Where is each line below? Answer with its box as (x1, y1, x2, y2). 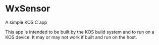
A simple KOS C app (5, 19, 47, 25)
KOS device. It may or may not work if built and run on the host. (5, 34, 137, 40)
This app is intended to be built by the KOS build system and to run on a (5, 29, 155, 35)
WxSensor (5, 3, 50, 14)
